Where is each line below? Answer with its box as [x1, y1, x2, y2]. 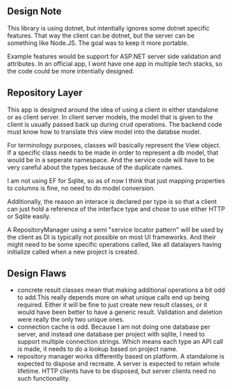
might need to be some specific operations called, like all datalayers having [7, 240, 222, 248]
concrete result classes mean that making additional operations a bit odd [17, 286, 225, 294]
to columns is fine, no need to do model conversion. [7, 184, 156, 192]
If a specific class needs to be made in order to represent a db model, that [7, 148, 219, 157]
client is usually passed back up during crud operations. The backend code [7, 120, 223, 128]
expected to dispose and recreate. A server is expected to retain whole [17, 360, 220, 368]
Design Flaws [7, 268, 67, 279]
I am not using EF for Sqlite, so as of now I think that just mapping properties [7, 176, 225, 184]
